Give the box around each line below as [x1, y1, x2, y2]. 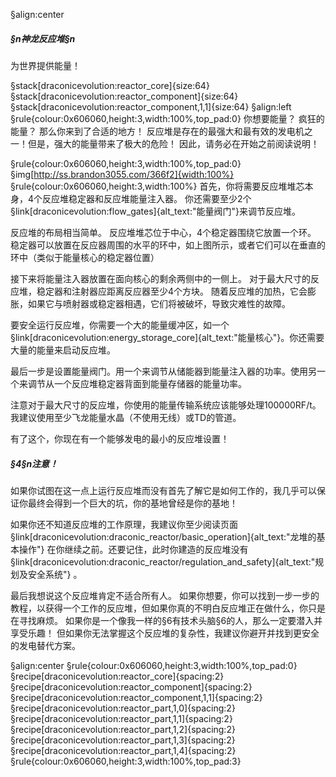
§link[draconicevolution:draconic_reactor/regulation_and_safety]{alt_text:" [10, 555, 316, 568]
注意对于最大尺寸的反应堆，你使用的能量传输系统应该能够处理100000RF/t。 [10, 399, 322, 411]
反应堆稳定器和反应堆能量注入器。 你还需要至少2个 [42, 192, 252, 204]
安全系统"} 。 [27, 568, 83, 580]
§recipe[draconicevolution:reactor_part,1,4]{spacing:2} [10, 744, 237, 756]
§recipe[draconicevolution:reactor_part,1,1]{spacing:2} [10, 712, 233, 724]
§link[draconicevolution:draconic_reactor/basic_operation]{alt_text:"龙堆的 [10, 530, 317, 543]
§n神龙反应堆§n [10, 32, 76, 44]
